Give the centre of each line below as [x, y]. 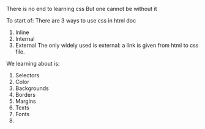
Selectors [27, 75]
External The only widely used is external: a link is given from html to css [107, 45]
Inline [22, 32]
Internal [25, 39]
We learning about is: [33, 64]
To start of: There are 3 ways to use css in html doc [71, 20]
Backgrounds [32, 88]
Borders [25, 95]
